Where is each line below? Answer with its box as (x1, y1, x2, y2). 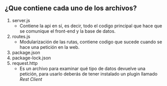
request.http (12, 60, 38, 66)
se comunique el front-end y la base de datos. (19, 28, 116, 34)
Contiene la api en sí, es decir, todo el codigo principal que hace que (19, 23, 162, 29)
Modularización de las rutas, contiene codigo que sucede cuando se (19, 39, 162, 45)
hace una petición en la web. (19, 44, 80, 50)
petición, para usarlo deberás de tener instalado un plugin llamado (19, 70, 157, 77)
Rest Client (19, 76, 42, 82)
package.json (12, 49, 41, 55)
